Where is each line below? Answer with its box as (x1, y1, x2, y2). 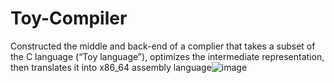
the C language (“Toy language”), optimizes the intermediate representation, (10, 50, 325, 62)
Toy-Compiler (10, 7, 128, 30)
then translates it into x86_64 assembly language (10, 61, 212, 73)
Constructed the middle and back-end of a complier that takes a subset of (10, 40, 316, 52)
